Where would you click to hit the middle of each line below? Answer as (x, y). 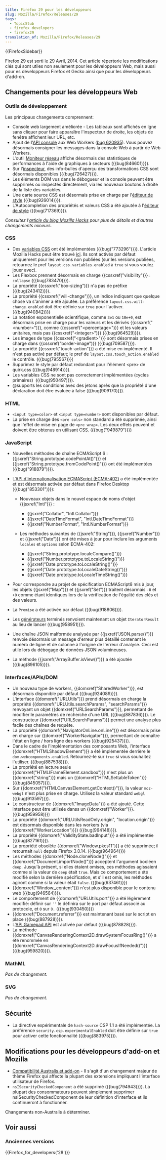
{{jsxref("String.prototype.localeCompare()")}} (74, 554)
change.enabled (28, 307)
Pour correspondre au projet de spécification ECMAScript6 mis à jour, (83, 584)
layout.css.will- (127, 302)
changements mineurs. (29, 225)
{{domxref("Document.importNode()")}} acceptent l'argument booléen (84, 861)
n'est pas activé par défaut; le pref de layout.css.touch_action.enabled (85, 354)
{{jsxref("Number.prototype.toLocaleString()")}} (76, 559)
